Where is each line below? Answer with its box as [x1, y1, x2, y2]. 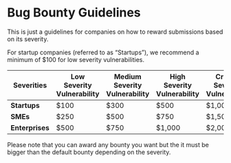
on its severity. [7, 34, 49, 43]
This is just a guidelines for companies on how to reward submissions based [7, 28, 223, 36]
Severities [12, 80, 47, 90]
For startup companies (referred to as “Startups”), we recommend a [7, 48, 199, 56]
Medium [113, 72, 142, 81]
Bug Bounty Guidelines [7, 5, 141, 21]
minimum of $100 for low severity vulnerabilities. [7, 55, 145, 63]
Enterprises [10, 122, 50, 132]
